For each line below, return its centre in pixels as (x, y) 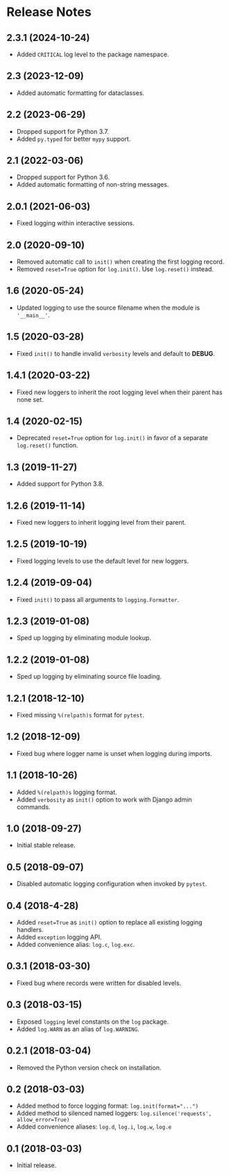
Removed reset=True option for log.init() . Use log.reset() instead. (115, 269)
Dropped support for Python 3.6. (63, 177)
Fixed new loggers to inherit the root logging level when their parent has (119, 392)
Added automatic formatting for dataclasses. (80, 93)
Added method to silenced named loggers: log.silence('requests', (114, 1113)
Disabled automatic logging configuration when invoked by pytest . (112, 884)
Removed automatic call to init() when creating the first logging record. (120, 262)
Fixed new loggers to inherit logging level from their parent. (101, 522)
